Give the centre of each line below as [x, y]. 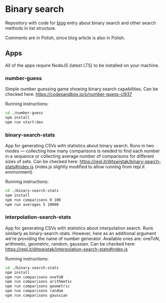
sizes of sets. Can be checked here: [42, 161]
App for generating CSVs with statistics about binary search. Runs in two [80, 145]
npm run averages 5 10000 [32, 204]
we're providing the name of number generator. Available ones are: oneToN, [83, 239]
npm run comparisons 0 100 [33, 200]
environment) [19, 172]
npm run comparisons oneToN [34, 277]
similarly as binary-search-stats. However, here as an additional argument [81, 233]
